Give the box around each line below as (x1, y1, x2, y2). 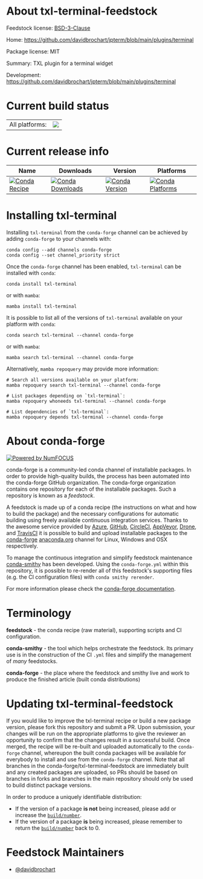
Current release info (6, 144, 109, 158)
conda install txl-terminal (6, 281, 77, 287)
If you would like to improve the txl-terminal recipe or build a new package (6, 717, 192, 724)
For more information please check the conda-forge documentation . (6, 585, 176, 592)
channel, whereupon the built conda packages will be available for (21, 749, 186, 756)
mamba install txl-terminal (6, 303, 77, 309)
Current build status (6, 99, 109, 113)
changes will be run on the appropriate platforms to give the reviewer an (6, 730, 186, 737)
